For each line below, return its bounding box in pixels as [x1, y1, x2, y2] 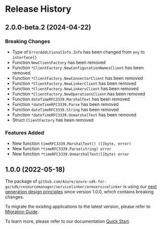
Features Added [5, 129, 44, 136]
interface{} [12, 55, 37, 60]
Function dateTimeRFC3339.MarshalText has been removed [12, 96, 130, 102]
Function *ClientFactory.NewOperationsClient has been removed [12, 91, 145, 97]
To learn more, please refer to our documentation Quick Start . [5, 218, 130, 224]
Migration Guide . [5, 208, 39, 215]
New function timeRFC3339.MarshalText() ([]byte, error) [12, 140, 131, 146]
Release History [5, 3, 71, 15]
